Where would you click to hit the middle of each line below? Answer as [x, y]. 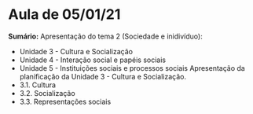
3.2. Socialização [48, 93]
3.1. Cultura [38, 85]
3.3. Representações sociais [65, 101]
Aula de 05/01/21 [64, 15]
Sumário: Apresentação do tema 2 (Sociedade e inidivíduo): [105, 36]
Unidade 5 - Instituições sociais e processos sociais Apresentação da [132, 68]
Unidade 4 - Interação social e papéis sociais [93, 60]
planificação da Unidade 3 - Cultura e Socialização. [103, 76]
